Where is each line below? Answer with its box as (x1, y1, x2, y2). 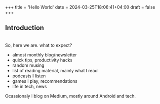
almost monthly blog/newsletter (12, 52, 77, 57)
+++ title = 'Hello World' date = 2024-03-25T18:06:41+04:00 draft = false (5, 4, 156, 10)
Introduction (5, 24, 44, 32)
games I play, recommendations (12, 78, 78, 84)
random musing (12, 62, 44, 68)
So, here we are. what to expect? (5, 42, 73, 48)
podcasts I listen (12, 73, 46, 79)
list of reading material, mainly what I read (12, 67, 98, 73)
